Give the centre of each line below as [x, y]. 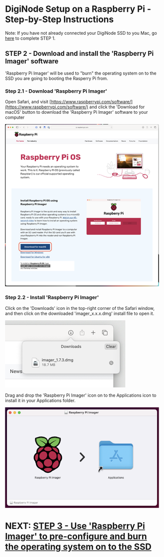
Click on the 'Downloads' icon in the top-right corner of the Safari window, [80, 308]
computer [15, 117]
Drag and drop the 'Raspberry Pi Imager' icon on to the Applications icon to [81, 395]
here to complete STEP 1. [30, 38]
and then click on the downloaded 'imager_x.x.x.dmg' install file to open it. [80, 313]
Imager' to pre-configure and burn [76, 536]
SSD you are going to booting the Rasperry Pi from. [57, 78]
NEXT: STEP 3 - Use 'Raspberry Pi [75, 526]
